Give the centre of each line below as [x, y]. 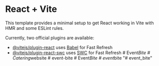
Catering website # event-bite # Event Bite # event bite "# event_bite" [82, 58]
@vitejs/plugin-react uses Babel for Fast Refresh [62, 47]
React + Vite [31, 9]
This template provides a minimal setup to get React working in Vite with [79, 23]
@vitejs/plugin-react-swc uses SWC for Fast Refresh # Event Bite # [81, 53]
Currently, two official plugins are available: [50, 38]
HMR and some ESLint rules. [34, 28]
